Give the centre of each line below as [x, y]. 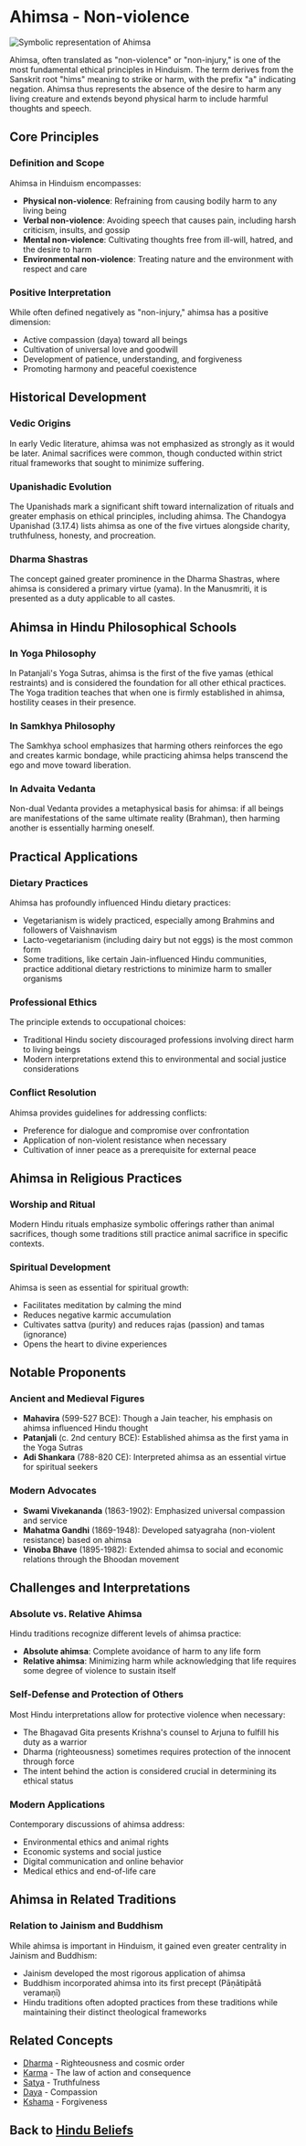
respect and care [55, 269]
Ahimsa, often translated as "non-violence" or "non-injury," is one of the [145, 59]
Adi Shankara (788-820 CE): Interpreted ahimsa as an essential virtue [154, 1457]
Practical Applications [74, 856]
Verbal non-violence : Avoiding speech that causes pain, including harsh [159, 220]
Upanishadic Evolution [61, 486]
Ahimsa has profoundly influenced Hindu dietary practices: [120, 903]
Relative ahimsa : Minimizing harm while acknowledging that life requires [159, 1661]
